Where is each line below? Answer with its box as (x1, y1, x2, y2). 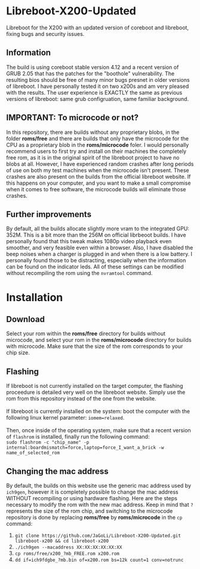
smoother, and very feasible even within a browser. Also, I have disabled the (6, 244, 193, 252)
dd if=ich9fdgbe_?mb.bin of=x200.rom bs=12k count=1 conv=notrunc (14, 557, 184, 563)
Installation (6, 290, 63, 304)
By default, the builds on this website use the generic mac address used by (6, 482, 192, 489)
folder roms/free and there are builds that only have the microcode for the (6, 134, 189, 142)
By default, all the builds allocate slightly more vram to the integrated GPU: (6, 225, 190, 233)
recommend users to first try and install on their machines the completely (6, 148, 187, 155)
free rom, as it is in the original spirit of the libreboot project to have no (6, 154, 180, 161)
